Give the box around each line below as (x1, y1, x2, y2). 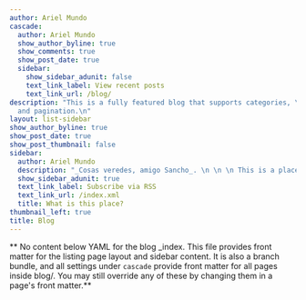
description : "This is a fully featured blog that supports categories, (9, 97, 291, 107)
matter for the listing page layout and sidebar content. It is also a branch (9, 251, 280, 262)
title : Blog (9, 215, 55, 225)
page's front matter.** (9, 279, 92, 291)
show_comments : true (17, 47, 96, 56)
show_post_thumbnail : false (9, 140, 117, 149)
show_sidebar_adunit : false (25, 73, 132, 82)
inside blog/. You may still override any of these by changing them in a (9, 270, 273, 281)
